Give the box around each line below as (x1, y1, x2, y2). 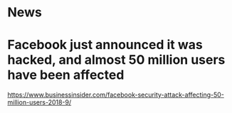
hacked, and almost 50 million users (7, 52, 226, 68)
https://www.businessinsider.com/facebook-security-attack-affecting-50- (7, 90, 224, 99)
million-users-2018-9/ (7, 98, 72, 107)
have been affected (7, 67, 125, 83)
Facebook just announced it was (7, 37, 203, 53)
